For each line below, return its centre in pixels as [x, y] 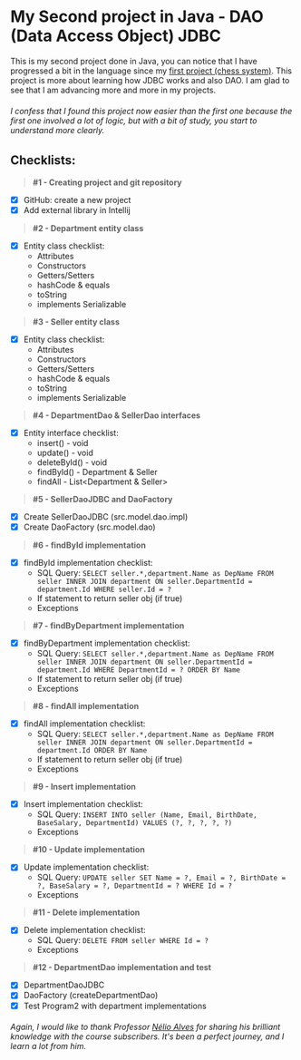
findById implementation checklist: [88, 563]
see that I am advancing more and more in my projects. [113, 90]
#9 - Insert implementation [84, 787]
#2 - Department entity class [88, 228]
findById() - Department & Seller [97, 472]
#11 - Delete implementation [86, 912]
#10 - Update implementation [89, 850]
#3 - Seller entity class [76, 321]
